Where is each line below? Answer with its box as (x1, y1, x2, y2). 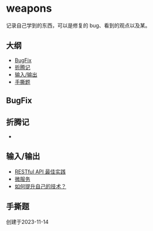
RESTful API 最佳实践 (14, 168, 66, 175)
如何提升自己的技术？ (14, 182, 66, 189)
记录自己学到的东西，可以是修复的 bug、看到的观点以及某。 (6, 22, 151, 29)
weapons (6, 2, 52, 15)
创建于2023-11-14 (6, 218, 49, 225)
